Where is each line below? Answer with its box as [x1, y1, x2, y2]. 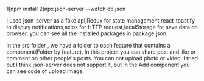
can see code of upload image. [6, 68, 84, 75]
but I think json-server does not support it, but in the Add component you [6, 61, 190, 68]
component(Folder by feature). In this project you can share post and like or [6, 48, 196, 55]
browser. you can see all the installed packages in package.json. [6, 30, 168, 37]
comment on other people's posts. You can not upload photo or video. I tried [6, 55, 199, 62]
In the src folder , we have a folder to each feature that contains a [6, 42, 171, 49]
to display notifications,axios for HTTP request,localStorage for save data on [6, 24, 198, 30]
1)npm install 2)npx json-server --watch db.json [6, 5, 126, 12]
